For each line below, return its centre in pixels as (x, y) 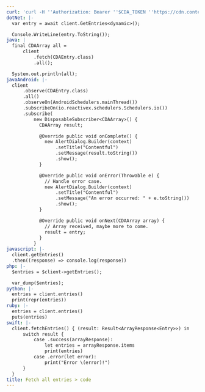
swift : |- (19, 323)
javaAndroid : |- (27, 80)
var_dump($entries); (38, 283)
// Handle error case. (74, 181)
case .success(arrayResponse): (73, 340)
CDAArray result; (61, 125)
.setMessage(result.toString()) (96, 153)
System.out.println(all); (45, 74)
